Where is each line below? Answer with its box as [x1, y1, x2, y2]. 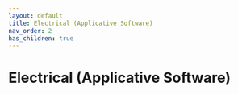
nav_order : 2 [8, 27, 52, 35]
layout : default [8, 11, 63, 20]
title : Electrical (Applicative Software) [8, 19, 153, 27]
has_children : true [8, 34, 74, 43]
